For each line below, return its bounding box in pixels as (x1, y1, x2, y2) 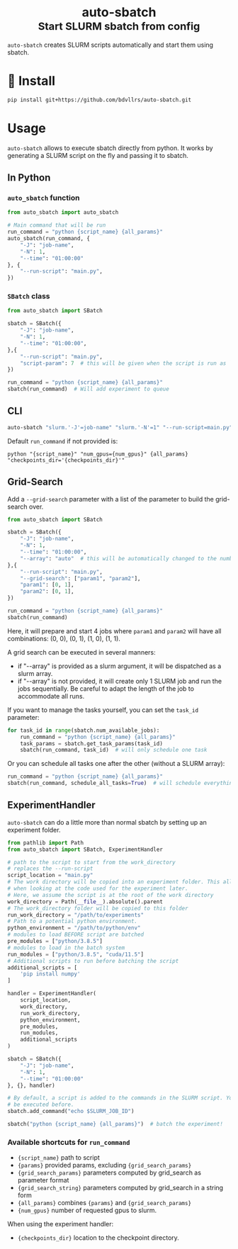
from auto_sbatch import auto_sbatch (7, 209, 119, 216)
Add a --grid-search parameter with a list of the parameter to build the (7, 494, 214, 503)
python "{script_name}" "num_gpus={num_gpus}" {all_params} (7, 451, 189, 458)
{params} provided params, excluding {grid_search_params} (17, 1161, 192, 1170)
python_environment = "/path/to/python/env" (7, 925, 141, 932)
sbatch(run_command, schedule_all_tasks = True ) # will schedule (7, 780, 201, 787)
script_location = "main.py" (7, 872, 93, 879)
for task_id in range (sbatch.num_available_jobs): (7, 727, 160, 734)
